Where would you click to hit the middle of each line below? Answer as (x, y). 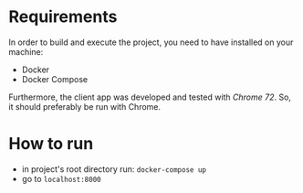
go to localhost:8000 (61, 178)
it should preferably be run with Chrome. (85, 106)
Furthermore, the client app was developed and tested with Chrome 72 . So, (150, 97)
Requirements (63, 17)
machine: (26, 51)
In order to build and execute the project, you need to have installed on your (151, 42)
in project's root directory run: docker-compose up (114, 169)
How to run (51, 144)
